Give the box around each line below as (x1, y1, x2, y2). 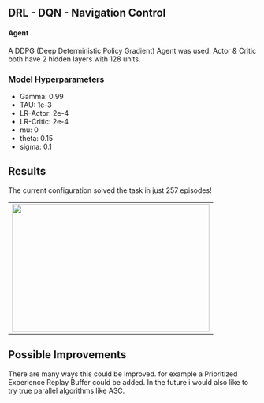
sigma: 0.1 (19, 142, 53, 151)
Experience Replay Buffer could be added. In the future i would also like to (8, 377, 249, 386)
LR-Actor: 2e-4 (19, 108, 69, 117)
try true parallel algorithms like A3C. (8, 386, 125, 395)
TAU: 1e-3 (19, 100, 53, 109)
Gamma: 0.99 (19, 91, 65, 101)
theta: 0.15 (19, 133, 54, 142)
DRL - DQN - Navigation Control (8, 6, 166, 20)
